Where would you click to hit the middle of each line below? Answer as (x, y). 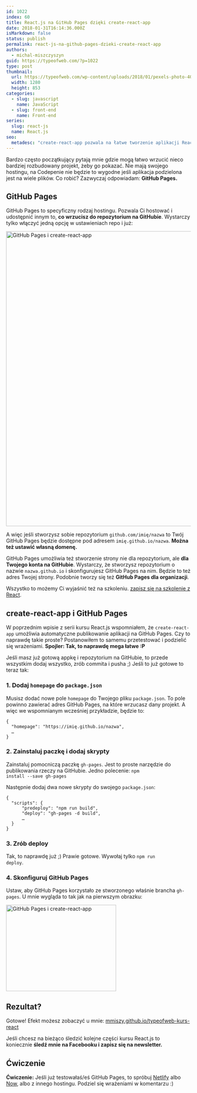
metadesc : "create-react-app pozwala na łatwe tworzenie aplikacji (96, 143)
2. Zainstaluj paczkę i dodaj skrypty (58, 752)
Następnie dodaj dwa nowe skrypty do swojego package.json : (81, 787)
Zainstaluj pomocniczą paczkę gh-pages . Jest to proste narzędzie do (89, 764)
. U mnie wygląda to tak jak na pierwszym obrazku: (81, 897)
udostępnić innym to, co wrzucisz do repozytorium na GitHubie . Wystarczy (98, 217)
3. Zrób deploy (27, 843)
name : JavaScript (38, 104)
